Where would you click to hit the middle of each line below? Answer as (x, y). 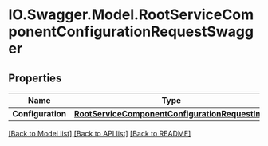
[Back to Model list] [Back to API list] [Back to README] (100, 134)
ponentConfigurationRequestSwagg (131, 32)
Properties (35, 78)
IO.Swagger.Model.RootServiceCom (131, 15)
